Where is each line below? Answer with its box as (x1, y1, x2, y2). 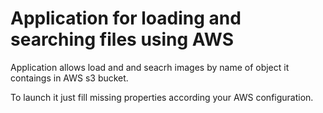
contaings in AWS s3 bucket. (10, 72, 129, 84)
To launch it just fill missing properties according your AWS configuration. (10, 91, 314, 103)
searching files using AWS (10, 28, 234, 51)
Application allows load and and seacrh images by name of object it (10, 61, 290, 73)
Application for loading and (10, 7, 242, 30)
